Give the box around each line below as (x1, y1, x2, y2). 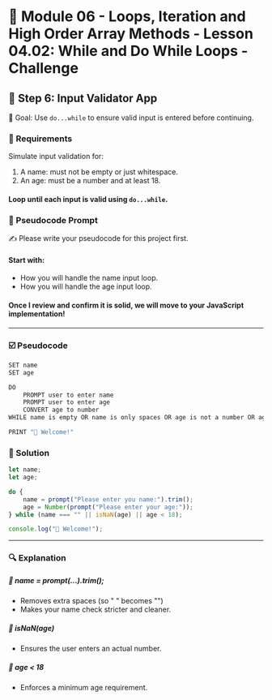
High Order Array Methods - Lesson (8, 24, 253, 43)
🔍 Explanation (8, 552, 66, 564)
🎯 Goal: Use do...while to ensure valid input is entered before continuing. (8, 113, 254, 122)
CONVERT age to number (23, 406, 100, 414)
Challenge (8, 59, 79, 78)
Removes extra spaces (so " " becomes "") (19, 596, 164, 606)
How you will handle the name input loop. (19, 273, 159, 283)
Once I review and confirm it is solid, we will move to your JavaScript (8, 300, 244, 310)
